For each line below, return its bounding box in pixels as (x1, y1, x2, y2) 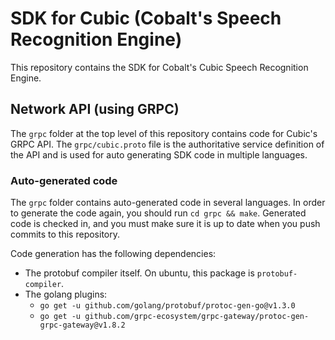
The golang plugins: (24, 288, 108, 301)
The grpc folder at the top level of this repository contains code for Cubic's (10, 127, 318, 139)
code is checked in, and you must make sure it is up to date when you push (10, 218, 321, 230)
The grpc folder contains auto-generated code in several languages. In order (10, 197, 326, 209)
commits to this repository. (10, 228, 120, 241)
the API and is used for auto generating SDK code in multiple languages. (10, 148, 308, 161)
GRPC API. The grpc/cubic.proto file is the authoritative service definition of (10, 138, 325, 150)
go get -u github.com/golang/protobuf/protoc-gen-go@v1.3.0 (39, 301, 296, 311)
